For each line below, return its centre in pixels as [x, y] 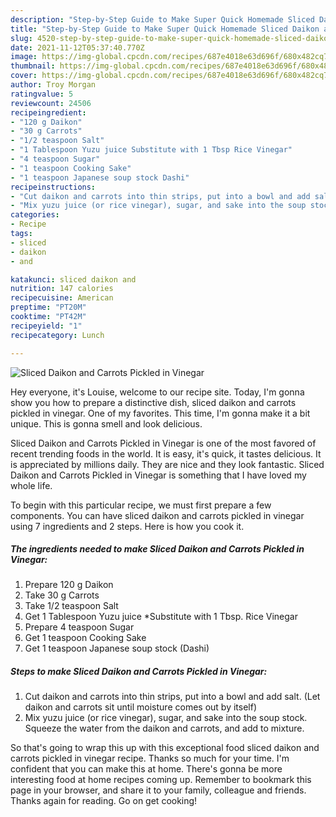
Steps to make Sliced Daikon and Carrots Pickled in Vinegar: [139, 672]
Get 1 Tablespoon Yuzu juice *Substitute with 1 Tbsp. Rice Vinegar [161, 617]
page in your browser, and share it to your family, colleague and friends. [158, 790]
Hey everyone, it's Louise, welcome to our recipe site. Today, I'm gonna [157, 392]
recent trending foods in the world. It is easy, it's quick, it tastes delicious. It [166, 453]
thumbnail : [33, 66]
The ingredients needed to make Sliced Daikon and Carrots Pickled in [157, 549]
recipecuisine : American [62, 298]
